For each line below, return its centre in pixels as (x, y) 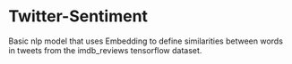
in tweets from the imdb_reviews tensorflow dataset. (105, 50)
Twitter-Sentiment (78, 16)
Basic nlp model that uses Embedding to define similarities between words (146, 41)
